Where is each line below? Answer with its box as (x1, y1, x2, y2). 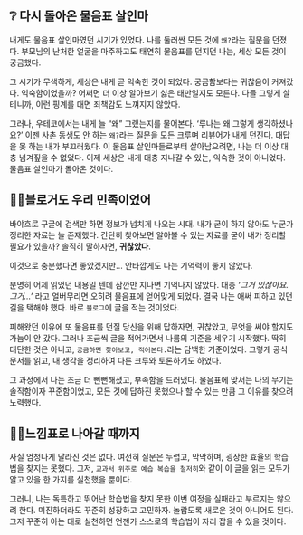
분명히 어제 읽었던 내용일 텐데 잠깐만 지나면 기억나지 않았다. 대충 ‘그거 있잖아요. (9, 279, 289, 290)
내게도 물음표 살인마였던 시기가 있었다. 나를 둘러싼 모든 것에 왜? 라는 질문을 (9, 34, 270, 45)
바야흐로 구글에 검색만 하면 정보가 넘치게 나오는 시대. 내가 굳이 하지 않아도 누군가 (9, 218, 294, 229)
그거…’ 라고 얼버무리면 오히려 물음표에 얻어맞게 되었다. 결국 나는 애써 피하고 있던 (9, 291, 293, 301)
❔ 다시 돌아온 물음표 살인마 (9, 8, 149, 24)
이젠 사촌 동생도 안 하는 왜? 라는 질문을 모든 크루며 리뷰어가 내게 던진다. (24, 129, 274, 140)
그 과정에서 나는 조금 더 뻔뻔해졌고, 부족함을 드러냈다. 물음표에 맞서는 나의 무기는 (9, 374, 294, 385)
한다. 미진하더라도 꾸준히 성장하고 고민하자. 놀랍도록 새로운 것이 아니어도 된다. (18, 505, 294, 516)
